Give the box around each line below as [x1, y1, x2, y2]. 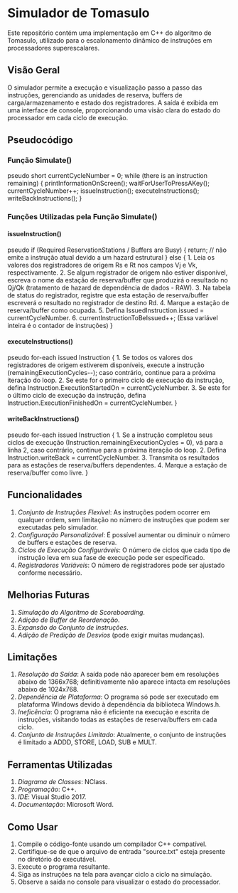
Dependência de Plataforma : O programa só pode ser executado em [17, 692, 219, 702]
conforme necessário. [17, 568, 82, 577]
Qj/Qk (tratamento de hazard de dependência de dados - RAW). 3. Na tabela [7, 283, 231, 292]
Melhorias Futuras [7, 589, 90, 601]
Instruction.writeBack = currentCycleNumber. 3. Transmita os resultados [7, 453, 220, 462]
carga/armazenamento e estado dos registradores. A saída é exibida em [7, 98, 219, 107]
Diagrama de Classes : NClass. [17, 778, 108, 786]
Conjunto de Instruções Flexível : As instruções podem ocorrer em [17, 507, 210, 517]
